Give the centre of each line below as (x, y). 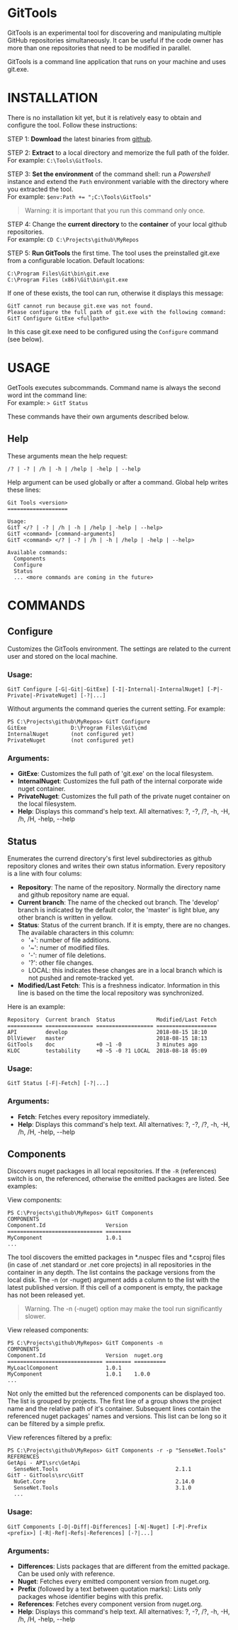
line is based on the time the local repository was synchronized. (110, 993)
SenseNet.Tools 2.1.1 (103, 1469)
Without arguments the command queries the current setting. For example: (117, 708)
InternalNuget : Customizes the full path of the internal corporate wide (120, 781)
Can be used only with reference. (66, 1574)
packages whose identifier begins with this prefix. (90, 1597)
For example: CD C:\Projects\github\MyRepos (73, 239)
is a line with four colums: (45, 874)
